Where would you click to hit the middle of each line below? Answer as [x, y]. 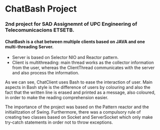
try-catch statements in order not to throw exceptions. [59, 122]
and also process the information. [46, 73]
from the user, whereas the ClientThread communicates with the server [83, 68]
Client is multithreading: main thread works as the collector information [83, 63]
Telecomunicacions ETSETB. [40, 30]
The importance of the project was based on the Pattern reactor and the [77, 107]
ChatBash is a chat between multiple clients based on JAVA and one [75, 42]
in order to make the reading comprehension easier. [57, 98]
